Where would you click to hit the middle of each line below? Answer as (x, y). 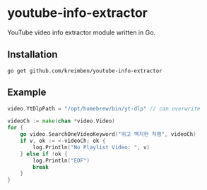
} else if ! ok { (44, 154)
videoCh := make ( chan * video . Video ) (61, 121)
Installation (32, 55)
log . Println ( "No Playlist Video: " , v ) (91, 147)
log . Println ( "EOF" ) (61, 160)
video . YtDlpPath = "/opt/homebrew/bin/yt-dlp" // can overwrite (104, 108)
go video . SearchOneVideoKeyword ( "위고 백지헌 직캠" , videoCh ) (108, 134)
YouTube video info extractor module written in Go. (82, 32)
